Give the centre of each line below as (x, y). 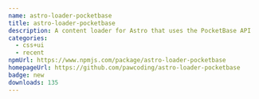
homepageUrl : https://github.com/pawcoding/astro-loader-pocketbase (124, 68)
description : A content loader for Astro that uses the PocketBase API (129, 30)
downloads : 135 (33, 82)
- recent (30, 53)
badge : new (26, 75)
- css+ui (30, 46)
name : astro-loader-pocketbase (60, 16)
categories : (28, 38)
